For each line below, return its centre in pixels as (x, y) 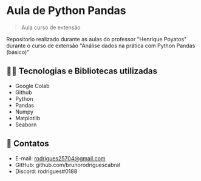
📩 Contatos (28, 144)
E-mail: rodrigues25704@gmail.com (60, 158)
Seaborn (26, 125)
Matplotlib (28, 118)
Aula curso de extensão (51, 27)
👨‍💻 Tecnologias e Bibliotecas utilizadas (82, 71)
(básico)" (18, 52)
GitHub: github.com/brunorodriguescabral (67, 165)
